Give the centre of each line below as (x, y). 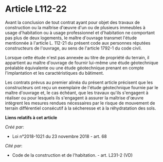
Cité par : (14, 146)
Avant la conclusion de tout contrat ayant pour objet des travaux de (72, 22)
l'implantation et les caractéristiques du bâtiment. (54, 73)
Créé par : (15, 127)
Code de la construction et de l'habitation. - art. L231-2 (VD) (72, 155)
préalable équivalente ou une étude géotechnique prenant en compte (75, 68)
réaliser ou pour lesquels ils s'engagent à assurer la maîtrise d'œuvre (74, 97)
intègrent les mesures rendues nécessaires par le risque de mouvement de (80, 103)
